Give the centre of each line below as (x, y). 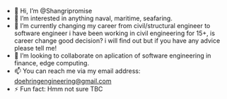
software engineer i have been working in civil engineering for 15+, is (115, 33)
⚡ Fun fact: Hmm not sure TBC (58, 89)
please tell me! (35, 48)
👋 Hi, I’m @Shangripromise (53, 11)
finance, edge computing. (52, 63)
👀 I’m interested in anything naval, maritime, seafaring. (93, 18)
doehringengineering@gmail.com (63, 81)
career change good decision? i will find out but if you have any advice (117, 41)
